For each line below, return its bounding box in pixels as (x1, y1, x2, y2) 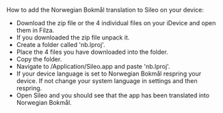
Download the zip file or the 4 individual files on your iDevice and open (16, 19, 216, 27)
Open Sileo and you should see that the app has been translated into (16, 91, 210, 99)
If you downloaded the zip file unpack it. (16, 33, 130, 42)
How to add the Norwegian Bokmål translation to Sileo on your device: (6, 6, 205, 14)
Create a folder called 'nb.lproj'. (16, 41, 105, 48)
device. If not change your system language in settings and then (16, 77, 198, 84)
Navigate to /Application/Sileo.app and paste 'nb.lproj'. (16, 63, 170, 70)
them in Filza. (16, 27, 55, 34)
